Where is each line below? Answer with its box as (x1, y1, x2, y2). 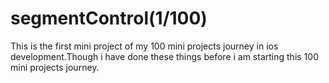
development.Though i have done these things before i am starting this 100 (10, 50, 319, 62)
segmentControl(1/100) (10, 7, 208, 30)
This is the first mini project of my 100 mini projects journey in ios (10, 40, 279, 52)
